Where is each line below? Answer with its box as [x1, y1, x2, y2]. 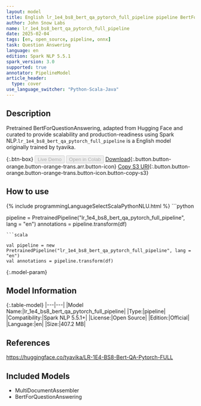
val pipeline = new [6, 242, 55, 248]
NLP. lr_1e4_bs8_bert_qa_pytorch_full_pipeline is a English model [6, 137, 172, 144]
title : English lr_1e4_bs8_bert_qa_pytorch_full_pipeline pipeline [6, 14, 178, 20]
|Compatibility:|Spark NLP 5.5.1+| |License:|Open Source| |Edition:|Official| [6, 314, 190, 321]
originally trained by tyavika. [6, 143, 76, 150]
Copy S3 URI [117, 162, 150, 170]
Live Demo [38, 156, 62, 162]
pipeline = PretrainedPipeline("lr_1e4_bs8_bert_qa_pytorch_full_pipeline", [6, 214, 185, 221]
